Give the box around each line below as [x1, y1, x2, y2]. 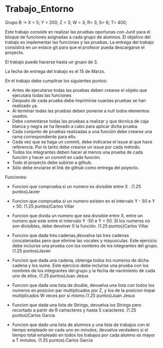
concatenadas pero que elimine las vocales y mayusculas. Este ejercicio [12, 237, 157, 244]
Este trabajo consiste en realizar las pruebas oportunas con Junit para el [5, 29, 151, 35]
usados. [12, 113, 28, 119]
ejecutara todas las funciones [12, 92, 72, 98]
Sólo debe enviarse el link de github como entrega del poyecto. [12, 164, 139, 171]
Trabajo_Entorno [5, 3, 74, 15]
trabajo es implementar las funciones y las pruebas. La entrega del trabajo [5, 39, 154, 45]
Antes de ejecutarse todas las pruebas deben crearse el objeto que [12, 87, 147, 93]
